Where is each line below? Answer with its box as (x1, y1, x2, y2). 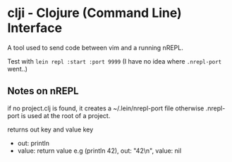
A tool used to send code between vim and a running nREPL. (7, 43, 183, 52)
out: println (17, 139, 49, 147)
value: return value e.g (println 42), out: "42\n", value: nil (17, 146, 182, 155)
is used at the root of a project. (20, 111, 111, 120)
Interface (7, 20, 62, 36)
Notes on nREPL (7, 85, 79, 97)
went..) (7, 64, 28, 73)
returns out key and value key (7, 125, 94, 134)
